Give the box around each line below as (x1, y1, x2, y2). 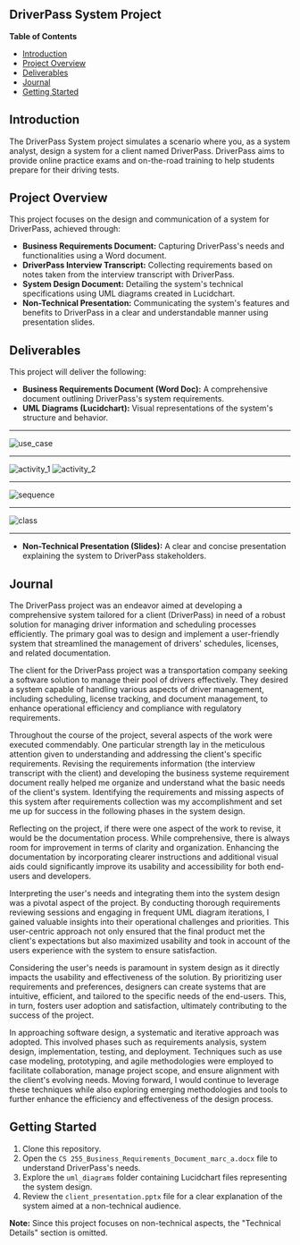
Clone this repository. (21, 1143, 102, 1154)
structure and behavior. (21, 412, 109, 423)
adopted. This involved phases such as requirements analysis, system (9, 1037, 267, 1047)
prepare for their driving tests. (9, 165, 120, 175)
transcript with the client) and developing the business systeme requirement (9, 768, 290, 779)
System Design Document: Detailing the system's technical (21, 279, 244, 290)
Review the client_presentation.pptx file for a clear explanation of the (21, 1190, 283, 1201)
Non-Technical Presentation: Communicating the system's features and (21, 298, 290, 309)
